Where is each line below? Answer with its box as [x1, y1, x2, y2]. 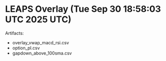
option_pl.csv [12, 45, 40, 51]
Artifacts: [5, 30, 24, 36]
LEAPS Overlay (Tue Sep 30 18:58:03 [5, 3, 161, 15]
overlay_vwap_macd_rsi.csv [12, 39, 69, 45]
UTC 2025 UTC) [5, 14, 72, 25]
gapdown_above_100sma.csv [12, 50, 72, 56]
